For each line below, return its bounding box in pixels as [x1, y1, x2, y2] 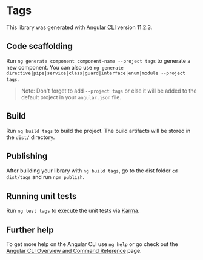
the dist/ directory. [6, 134, 55, 141]
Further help [6, 224, 55, 235]
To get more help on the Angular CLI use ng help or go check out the [6, 241, 178, 248]
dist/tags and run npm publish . [6, 174, 85, 181]
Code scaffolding [6, 41, 73, 51]
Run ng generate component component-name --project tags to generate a [6, 57, 191, 64]
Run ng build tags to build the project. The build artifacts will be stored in [6, 127, 191, 134]
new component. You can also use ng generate [6, 63, 124, 71]
